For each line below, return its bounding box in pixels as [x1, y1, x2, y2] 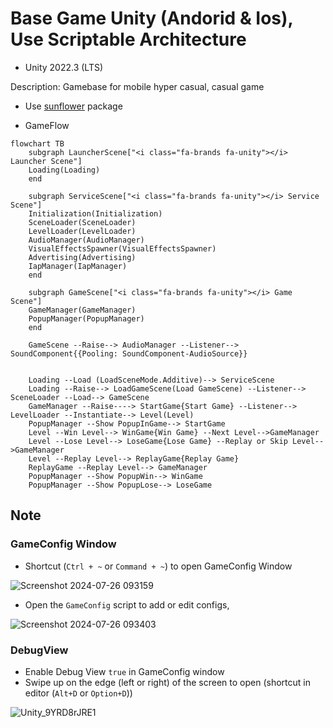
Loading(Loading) [28, 165, 101, 175]
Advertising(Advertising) [28, 252, 137, 262]
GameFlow [24, 119, 70, 131]
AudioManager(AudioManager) [28, 235, 145, 245]
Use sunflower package [24, 100, 123, 112]
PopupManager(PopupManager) [28, 313, 145, 324]
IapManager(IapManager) [28, 261, 128, 271]
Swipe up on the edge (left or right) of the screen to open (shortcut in [24, 676, 311, 688]
